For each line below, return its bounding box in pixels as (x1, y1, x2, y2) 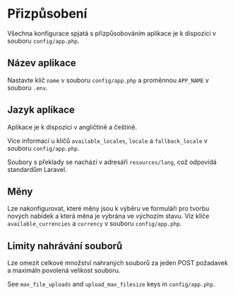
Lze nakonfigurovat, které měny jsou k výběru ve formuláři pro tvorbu (7, 204, 210, 213)
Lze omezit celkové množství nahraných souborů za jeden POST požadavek (7, 259, 228, 267)
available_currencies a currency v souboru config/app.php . (7, 219, 182, 228)
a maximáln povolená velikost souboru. (7, 266, 121, 274)
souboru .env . (7, 83, 48, 92)
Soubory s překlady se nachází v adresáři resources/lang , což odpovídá (7, 158, 217, 166)
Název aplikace (7, 57, 76, 69)
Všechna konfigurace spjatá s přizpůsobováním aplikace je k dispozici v (7, 29, 217, 37)
